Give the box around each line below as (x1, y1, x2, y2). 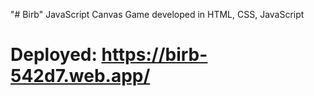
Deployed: (10, 44, 98, 66)
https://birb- (101, 44, 208, 66)
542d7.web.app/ (10, 65, 151, 88)
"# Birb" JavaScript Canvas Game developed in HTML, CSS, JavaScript (10, 9, 305, 20)
